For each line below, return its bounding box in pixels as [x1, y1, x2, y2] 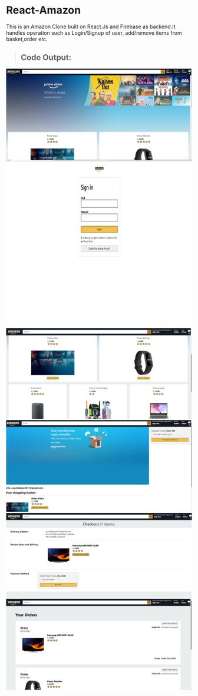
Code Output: [20, 52, 72, 62]
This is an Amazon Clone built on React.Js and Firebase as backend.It [6, 23, 176, 30]
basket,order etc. [6, 35, 48, 42]
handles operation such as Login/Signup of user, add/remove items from [6, 29, 182, 36]
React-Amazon [6, 4, 81, 17]
